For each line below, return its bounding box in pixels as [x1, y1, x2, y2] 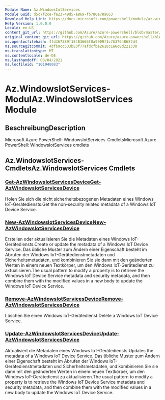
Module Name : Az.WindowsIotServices [5, 7, 80, 12]
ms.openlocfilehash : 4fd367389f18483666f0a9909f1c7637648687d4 [5, 39, 137, 44]
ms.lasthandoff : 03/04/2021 [5, 58, 63, 62]
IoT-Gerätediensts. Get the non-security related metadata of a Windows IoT [5, 201, 156, 207]
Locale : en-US [5, 26, 34, 31]
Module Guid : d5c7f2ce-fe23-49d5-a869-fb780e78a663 [5, 12, 113, 17]
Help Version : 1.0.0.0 [5, 21, 52, 26]
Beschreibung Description [5, 123, 86, 132]
